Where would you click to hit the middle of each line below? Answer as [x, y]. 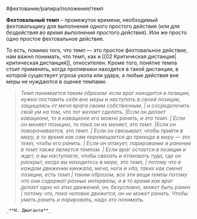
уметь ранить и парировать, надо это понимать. [82, 200]
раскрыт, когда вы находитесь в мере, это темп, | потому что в [101, 162]
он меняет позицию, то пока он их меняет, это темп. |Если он [98, 124]
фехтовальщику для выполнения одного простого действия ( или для [93, 26]
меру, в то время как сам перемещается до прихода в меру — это [105, 137]
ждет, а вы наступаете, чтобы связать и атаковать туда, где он [101, 156]
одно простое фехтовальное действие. [55, 39]
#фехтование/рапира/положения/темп [55, 9]
